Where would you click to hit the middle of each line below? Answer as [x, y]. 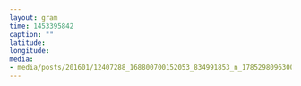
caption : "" [31, 34]
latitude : [28, 43]
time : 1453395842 [42, 26]
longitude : [30, 51]
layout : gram [34, 17]
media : [21, 59]
